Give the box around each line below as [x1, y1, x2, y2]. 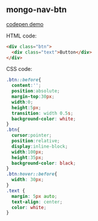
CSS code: [6, 66, 33, 73]
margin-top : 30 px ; [11, 94, 55, 100]
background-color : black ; [11, 160, 76, 166]
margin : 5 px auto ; [11, 193, 58, 199]
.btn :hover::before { [6, 171, 58, 178]
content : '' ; [11, 83, 42, 89]
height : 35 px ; [11, 154, 44, 160]
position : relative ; [11, 138, 60, 144]
